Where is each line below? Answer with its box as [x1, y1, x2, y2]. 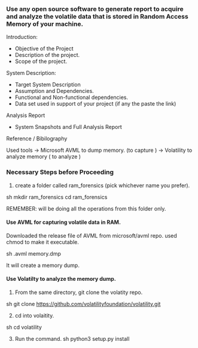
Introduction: [6, 34, 38, 41]
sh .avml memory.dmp [6, 250, 62, 257]
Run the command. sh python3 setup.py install [14, 335, 130, 342]
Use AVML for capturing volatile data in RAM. [6, 218, 121, 226]
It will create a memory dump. [6, 262, 80, 269]
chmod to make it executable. [6, 238, 80, 245]
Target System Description [14, 81, 81, 88]
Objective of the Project [14, 45, 74, 52]
